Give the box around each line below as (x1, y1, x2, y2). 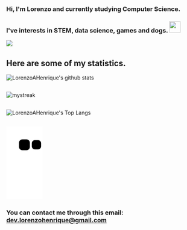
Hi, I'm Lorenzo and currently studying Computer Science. (6, 5, 181, 13)
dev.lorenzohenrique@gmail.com (6, 216, 107, 225)
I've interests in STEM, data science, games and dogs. (6, 26, 168, 34)
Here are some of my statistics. (6, 58, 126, 68)
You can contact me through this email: (6, 208, 124, 217)
